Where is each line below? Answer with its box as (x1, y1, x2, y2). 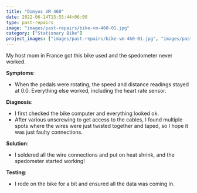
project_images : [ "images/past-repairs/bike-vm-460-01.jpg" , (6, 36, 159, 42)
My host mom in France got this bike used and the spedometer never (6, 52, 173, 59)
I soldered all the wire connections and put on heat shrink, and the (14, 151, 175, 158)
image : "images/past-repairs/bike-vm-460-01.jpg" (6, 25, 130, 31)
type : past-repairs (6, 19, 54, 25)
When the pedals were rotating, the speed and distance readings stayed (14, 81, 189, 88)
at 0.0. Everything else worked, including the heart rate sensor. (14, 87, 167, 94)
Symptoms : (6, 70, 35, 76)
